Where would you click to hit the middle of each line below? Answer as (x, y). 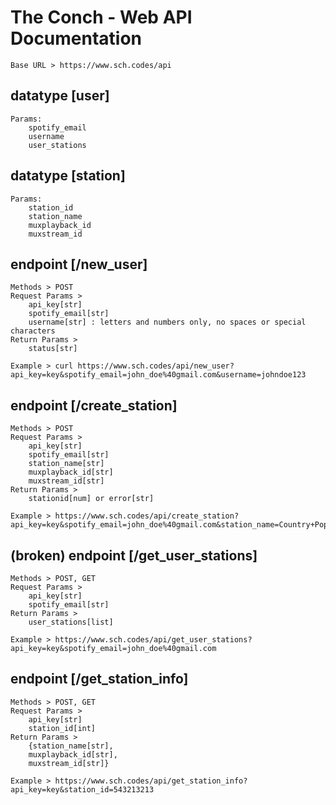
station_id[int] (62, 728)
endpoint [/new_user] (79, 264)
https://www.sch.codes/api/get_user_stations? (153, 640)
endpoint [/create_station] (94, 405)
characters (33, 331)
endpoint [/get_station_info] (99, 679)
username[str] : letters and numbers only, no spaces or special (167, 322)
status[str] (53, 349)
